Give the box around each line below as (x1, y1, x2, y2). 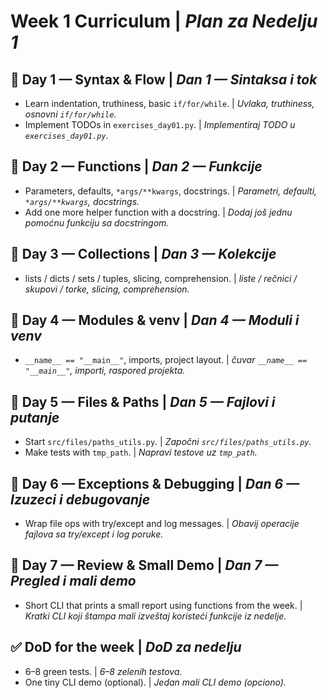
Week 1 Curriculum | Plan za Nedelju (10, 10, 318, 33)
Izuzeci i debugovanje (10, 491, 151, 508)
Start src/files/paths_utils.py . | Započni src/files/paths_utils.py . (24, 436, 312, 448)
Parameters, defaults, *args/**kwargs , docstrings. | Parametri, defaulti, (24, 185, 318, 197)
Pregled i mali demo (10, 573, 137, 590)
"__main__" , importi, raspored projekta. (24, 365, 186, 377)
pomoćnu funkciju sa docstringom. (24, 216, 170, 229)
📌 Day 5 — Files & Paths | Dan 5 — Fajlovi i (10, 393, 276, 410)
